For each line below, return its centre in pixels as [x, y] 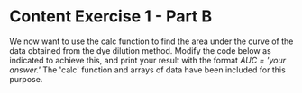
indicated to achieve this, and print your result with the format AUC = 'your [148, 60]
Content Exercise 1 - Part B [111, 17]
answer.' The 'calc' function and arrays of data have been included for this [147, 70]
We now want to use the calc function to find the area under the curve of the [151, 41]
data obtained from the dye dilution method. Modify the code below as [141, 50]
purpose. [26, 79]
